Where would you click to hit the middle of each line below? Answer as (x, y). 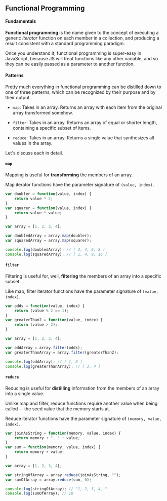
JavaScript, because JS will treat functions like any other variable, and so (82, 58)
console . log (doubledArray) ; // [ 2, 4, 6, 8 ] (55, 249)
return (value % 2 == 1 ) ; (42, 311)
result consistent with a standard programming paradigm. (65, 43)
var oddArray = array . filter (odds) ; (44, 348)
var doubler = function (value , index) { (49, 194)
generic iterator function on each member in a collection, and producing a (82, 38)
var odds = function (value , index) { (45, 306)
